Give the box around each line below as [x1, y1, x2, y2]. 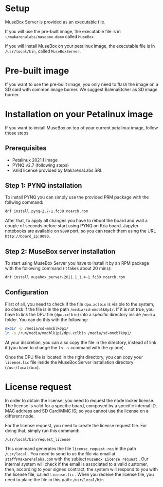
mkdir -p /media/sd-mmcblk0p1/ [5, 326, 69, 331]
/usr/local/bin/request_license [5, 437, 71, 442]
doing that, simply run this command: [5, 428, 80, 433]
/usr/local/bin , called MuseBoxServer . [5, 48, 81, 54]
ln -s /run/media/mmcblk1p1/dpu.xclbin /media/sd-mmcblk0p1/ [5, 330, 132, 336]
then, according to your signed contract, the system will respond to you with [5, 466, 158, 472]
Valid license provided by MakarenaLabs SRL [12, 167, 103, 173]
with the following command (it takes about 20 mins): [5, 266, 112, 271]
